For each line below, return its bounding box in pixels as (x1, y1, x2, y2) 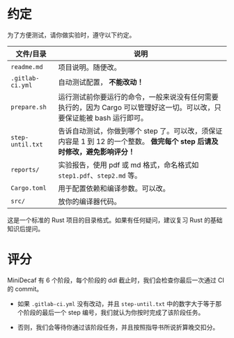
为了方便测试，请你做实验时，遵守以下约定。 (7, 31, 136, 39)
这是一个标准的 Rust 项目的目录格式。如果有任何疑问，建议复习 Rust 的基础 (7, 215, 223, 224)
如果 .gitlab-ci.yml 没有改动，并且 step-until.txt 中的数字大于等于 (17, 299, 216, 307)
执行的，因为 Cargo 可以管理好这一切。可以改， (58, 102, 214, 112)
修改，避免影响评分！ (65, 147, 135, 157)
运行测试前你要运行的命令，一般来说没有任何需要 (58, 92, 219, 102)
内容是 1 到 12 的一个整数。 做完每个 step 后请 (58, 137, 212, 146)
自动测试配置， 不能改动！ (58, 77, 144, 87)
